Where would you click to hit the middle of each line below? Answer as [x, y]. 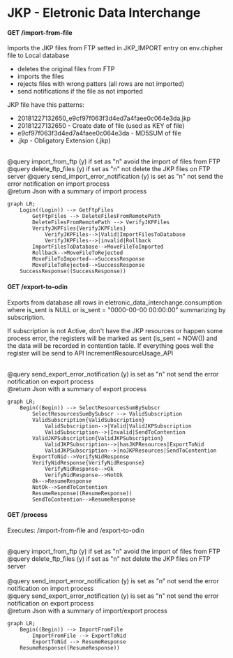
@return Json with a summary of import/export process [87, 611]
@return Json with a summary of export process [77, 388]
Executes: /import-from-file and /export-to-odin [76, 530]
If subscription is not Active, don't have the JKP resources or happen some [115, 330]
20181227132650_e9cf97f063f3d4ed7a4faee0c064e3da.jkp [104, 118]
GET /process [28, 515]
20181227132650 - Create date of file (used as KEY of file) [101, 126]
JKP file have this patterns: [46, 105]
